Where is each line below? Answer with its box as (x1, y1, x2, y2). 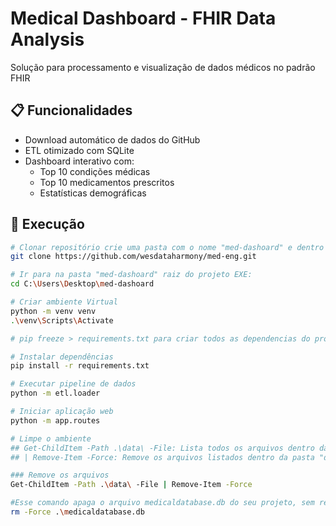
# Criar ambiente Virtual (10, 297, 118, 307)
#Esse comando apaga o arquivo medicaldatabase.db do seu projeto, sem (10, 498, 315, 508)
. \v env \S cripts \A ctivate (10, 315, 114, 326)
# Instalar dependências (10, 352, 114, 362)
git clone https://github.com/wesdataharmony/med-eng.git (10, 252, 257, 262)
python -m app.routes (10, 415, 101, 426)
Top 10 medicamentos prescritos (39, 176, 175, 188)
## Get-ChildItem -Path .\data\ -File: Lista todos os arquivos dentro (10, 443, 315, 453)
